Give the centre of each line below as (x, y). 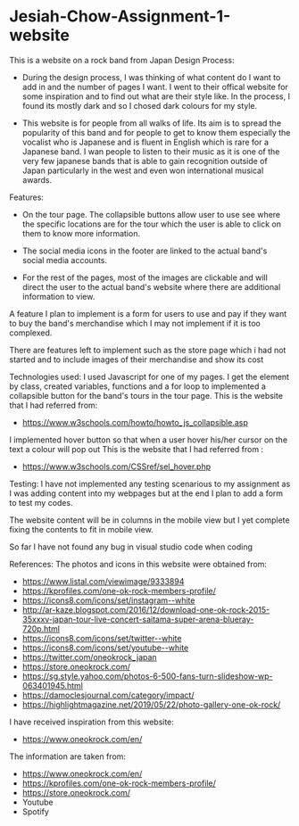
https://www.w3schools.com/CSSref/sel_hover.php (116, 467)
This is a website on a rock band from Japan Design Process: (122, 60)
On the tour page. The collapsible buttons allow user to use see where (151, 214)
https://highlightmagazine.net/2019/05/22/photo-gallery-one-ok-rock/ (151, 704)
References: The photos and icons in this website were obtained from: (138, 564)
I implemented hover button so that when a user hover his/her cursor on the (149, 440)
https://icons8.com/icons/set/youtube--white (105, 648)
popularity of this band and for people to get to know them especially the (156, 132)
